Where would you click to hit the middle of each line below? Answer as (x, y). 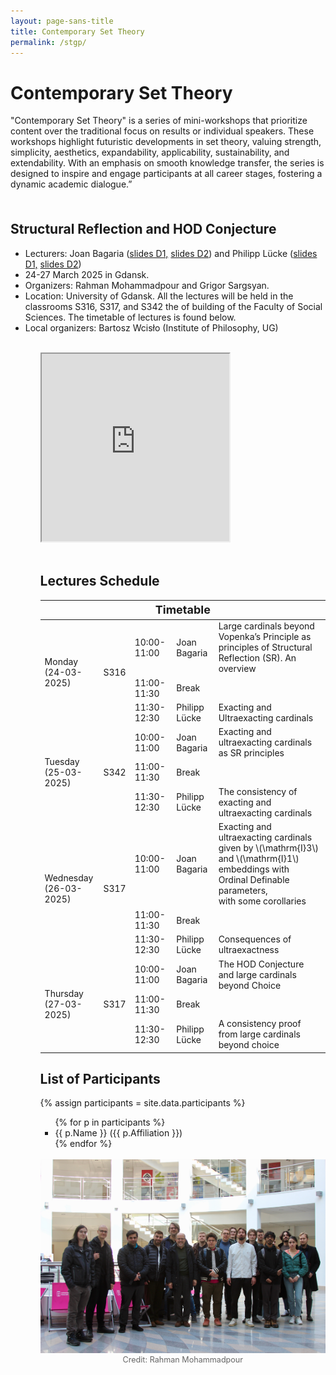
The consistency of (258, 791)
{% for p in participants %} (110, 1122)
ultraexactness (249, 950)
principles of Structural (265, 647)
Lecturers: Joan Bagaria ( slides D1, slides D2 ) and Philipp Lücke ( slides (171, 253)
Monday (61, 661)
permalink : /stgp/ (48, 42)
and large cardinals (257, 974)
